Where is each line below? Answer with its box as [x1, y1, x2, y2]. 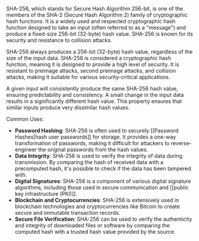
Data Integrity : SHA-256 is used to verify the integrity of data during [14, 152, 183, 159]
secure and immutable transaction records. [14, 209, 121, 216]
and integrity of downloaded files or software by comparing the [14, 222, 170, 229]
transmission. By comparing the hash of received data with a [14, 159, 164, 165]
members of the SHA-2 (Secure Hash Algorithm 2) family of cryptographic [6, 11, 188, 18]
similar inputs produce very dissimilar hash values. [6, 104, 130, 111]
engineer [14, 146, 37, 153]
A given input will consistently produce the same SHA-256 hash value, [6, 85, 178, 92]
